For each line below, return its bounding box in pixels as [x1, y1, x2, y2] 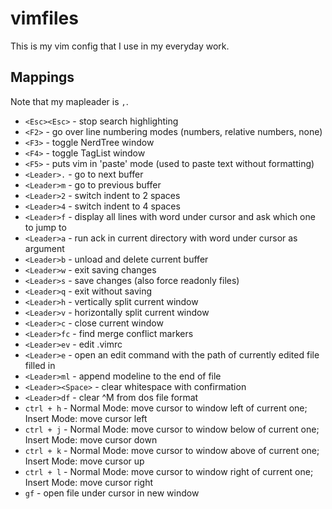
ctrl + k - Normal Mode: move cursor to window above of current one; [24, 444, 320, 456]
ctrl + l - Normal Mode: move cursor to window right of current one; [24, 465, 314, 477]
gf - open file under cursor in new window [24, 487, 200, 499]
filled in [24, 359, 56, 371]
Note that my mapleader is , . [10, 95, 129, 107]
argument [24, 242, 65, 254]
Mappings [10, 69, 75, 86]
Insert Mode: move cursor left [24, 412, 148, 424]
